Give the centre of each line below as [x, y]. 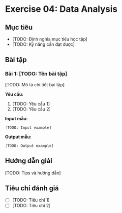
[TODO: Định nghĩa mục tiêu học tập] [50, 39]
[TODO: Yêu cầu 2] [31, 109]
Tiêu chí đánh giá [32, 188]
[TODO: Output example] [30, 146]
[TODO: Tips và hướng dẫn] [33, 173]
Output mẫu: [18, 137]
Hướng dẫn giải [29, 161]
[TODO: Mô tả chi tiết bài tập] [35, 84]
